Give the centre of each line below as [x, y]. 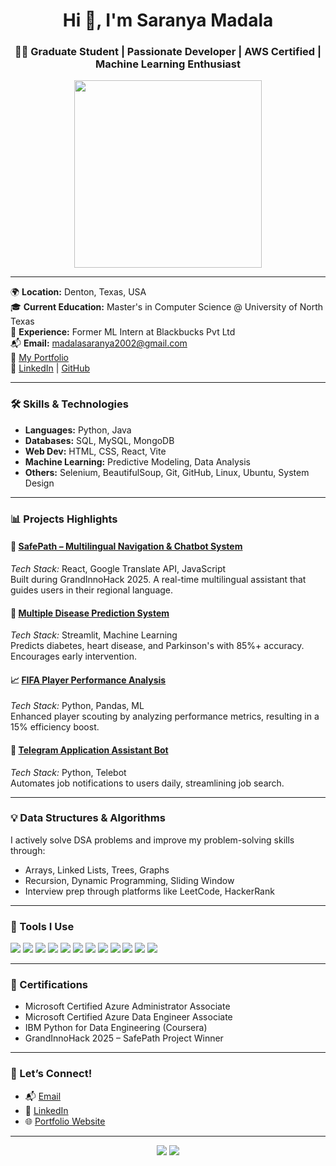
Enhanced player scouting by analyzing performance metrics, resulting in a [165, 716]
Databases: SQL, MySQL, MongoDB [99, 440]
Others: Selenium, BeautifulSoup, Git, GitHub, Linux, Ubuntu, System [167, 472]
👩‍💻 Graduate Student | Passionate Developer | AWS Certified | [168, 52]
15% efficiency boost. [55, 727]
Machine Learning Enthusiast [167, 64]
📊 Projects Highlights [64, 519]
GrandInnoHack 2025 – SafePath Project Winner [124, 1038]
